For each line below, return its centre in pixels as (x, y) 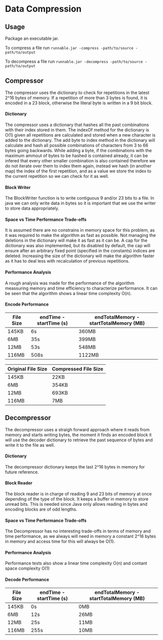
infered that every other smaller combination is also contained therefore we (80, 161)
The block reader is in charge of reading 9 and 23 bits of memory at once (78, 494)
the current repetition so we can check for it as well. (57, 176)
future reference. (22, 472)
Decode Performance (27, 579)
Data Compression (43, 9)
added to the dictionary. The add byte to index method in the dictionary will (80, 140)
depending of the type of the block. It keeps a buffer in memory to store (77, 499)
